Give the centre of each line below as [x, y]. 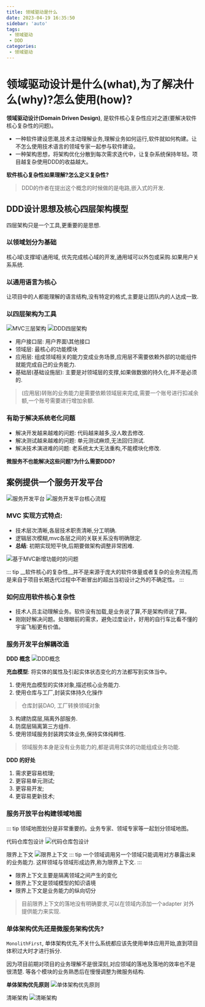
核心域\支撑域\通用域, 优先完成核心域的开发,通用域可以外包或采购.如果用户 [100, 257]
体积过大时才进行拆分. [34, 950]
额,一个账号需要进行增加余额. [58, 401]
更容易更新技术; [35, 796]
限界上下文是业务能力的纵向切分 [55, 890]
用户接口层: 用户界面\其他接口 [53, 342]
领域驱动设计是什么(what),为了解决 [95, 84]
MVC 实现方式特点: [35, 515]
